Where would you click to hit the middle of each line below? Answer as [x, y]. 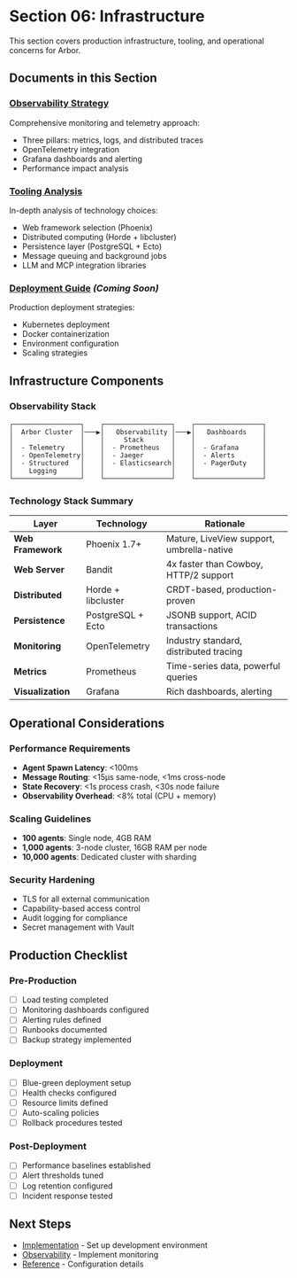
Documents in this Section [83, 78]
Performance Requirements [70, 748]
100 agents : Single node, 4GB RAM [87, 838]
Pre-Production [43, 980]
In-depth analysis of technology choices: [84, 210]
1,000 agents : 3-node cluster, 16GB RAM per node [114, 847]
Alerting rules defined [61, 1020]
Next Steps [40, 1224]
